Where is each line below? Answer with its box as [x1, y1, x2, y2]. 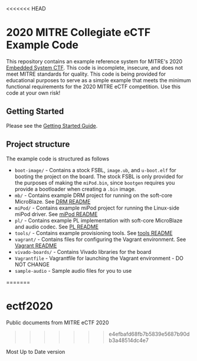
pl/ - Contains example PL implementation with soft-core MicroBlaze [14, 217, 183, 224]
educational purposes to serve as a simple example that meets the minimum [6, 76, 191, 83]
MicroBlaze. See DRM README [14, 198, 91, 205]
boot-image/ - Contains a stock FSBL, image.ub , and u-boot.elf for [14, 166, 177, 173]
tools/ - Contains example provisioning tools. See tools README [14, 229, 173, 236]
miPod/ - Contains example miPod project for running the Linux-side [14, 204, 180, 211]
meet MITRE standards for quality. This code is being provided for [6, 70, 166, 78]
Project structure [6, 139, 70, 150]
